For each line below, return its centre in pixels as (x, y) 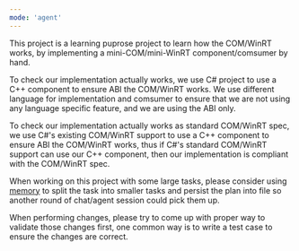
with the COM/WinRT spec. (60, 163)
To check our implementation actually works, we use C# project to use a (143, 79)
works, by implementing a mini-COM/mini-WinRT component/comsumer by (149, 52)
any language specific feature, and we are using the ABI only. (123, 108)
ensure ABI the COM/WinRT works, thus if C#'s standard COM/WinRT (138, 144)
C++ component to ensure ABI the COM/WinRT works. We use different (142, 89)
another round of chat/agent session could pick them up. (114, 200)
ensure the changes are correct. (69, 236)
